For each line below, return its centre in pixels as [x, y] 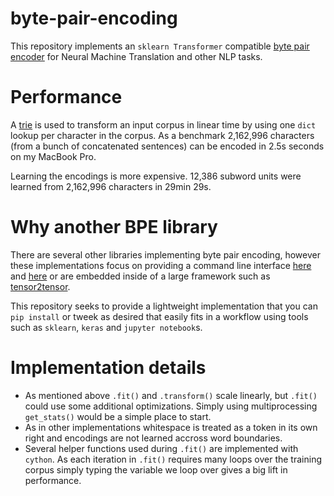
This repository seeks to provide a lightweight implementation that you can [164, 306]
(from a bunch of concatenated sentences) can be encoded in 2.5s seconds [167, 146]
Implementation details [108, 368]
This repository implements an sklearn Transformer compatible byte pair [160, 46]
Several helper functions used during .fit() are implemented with [161, 448]
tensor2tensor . [40, 286]
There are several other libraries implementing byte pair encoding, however [165, 254]
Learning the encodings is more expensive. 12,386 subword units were [156, 176]
